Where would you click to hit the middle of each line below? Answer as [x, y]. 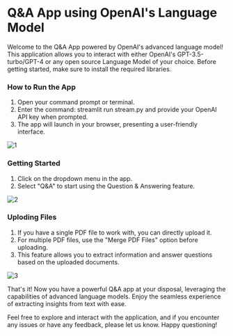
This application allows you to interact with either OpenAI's [91, 54]
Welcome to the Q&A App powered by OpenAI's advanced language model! [115, 47]
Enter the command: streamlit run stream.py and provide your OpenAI [117, 110]
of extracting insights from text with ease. [67, 303]
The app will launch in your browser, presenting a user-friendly [107, 125]
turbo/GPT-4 [25, 61]
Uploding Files [32, 217]
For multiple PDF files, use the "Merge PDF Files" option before [107, 240]
